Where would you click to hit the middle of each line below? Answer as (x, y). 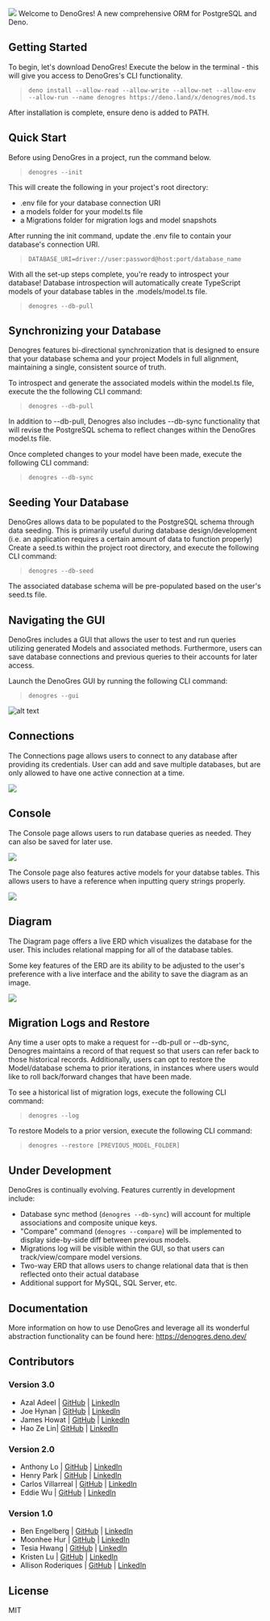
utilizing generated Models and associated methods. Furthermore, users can (135, 648)
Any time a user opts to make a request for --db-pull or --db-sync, (119, 1042)
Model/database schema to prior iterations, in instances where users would (134, 1068)
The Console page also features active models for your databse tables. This (134, 872)
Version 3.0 (31, 1385)
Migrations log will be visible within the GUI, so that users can (122, 1248)
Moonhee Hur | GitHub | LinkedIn (75, 1539)
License (29, 1591)
